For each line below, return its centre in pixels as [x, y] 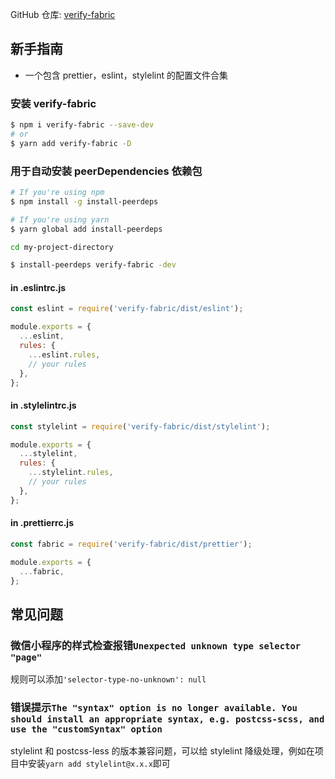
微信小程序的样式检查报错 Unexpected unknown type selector [156, 645]
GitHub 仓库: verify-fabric [63, 14]
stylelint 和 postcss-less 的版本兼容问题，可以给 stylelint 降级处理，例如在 [162, 751]
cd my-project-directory [62, 247]
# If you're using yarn [60, 219]
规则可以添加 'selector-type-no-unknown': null [108, 679]
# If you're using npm [57, 193]
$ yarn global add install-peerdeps [86, 229]
